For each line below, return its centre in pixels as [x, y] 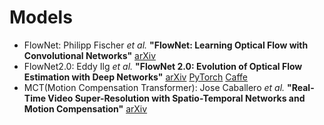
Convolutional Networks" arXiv [90, 55]
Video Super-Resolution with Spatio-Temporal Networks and [176, 98]
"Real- [301, 87]
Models [41, 17]
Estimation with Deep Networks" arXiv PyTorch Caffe [135, 77]
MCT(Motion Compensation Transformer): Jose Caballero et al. [154, 87]
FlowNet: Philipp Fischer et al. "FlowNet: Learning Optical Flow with [166, 45]
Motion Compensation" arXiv [85, 108]
